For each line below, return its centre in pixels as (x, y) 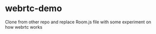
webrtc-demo (34, 8)
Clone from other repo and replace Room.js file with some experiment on (78, 22)
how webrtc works (24, 27)
